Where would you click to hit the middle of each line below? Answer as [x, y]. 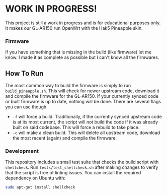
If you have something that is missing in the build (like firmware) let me [78, 52]
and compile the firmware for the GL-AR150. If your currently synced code [82, 96]
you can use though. [26, 107]
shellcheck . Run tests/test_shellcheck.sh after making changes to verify [82, 167]
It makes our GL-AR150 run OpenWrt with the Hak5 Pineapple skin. [74, 28]
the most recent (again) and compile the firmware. [65, 138]
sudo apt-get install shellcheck [40, 187]
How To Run [24, 73]
